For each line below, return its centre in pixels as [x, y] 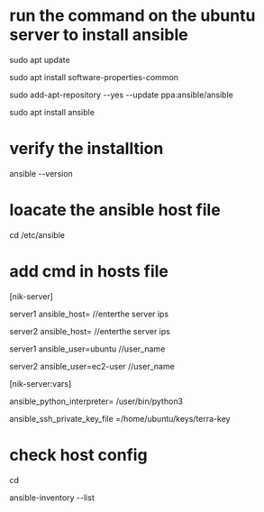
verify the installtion [86, 149]
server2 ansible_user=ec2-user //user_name [92, 366]
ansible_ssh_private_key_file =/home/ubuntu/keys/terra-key [120, 418]
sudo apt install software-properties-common [94, 77]
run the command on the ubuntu [132, 16]
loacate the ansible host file [115, 210]
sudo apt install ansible [52, 112]
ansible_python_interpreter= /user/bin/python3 [96, 401]
